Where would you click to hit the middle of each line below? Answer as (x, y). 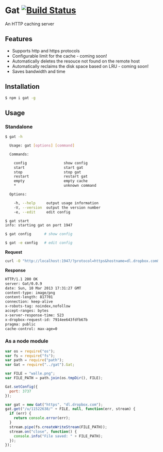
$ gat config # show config (39, 234)
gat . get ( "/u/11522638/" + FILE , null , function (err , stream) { (70, 409)
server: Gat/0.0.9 (24, 284)
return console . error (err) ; (42, 418)
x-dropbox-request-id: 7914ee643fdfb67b (47, 320)
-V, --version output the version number (57, 208)
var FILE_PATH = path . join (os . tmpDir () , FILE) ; (54, 378)
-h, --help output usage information (56, 203)
